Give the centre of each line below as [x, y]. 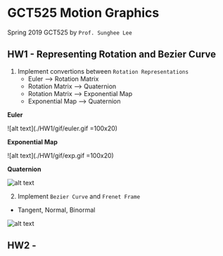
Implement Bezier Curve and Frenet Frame [79, 196]
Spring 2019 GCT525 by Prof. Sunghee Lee [70, 32]
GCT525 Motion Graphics [83, 13]
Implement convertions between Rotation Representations [103, 71]
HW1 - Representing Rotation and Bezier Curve [112, 54]
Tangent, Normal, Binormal [56, 210]
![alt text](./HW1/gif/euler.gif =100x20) [63, 128]
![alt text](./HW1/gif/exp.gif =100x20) [60, 155]
